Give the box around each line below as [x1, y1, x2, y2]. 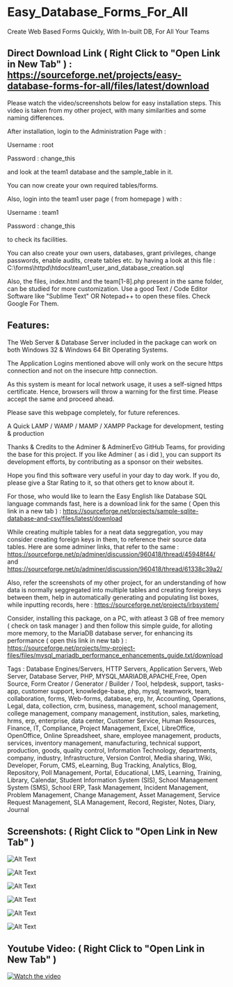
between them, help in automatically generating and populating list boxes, [7, 593, 219, 601]
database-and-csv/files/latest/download [7, 514, 123, 522]
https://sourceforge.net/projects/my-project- [7, 643, 136, 652]
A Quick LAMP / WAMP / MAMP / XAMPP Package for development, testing [7, 421, 224, 430]
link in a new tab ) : [7, 506, 61, 515]
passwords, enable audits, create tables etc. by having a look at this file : [7, 256, 216, 264]
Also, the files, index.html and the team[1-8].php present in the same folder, [7, 277, 224, 285]
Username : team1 [7, 208, 59, 216]
